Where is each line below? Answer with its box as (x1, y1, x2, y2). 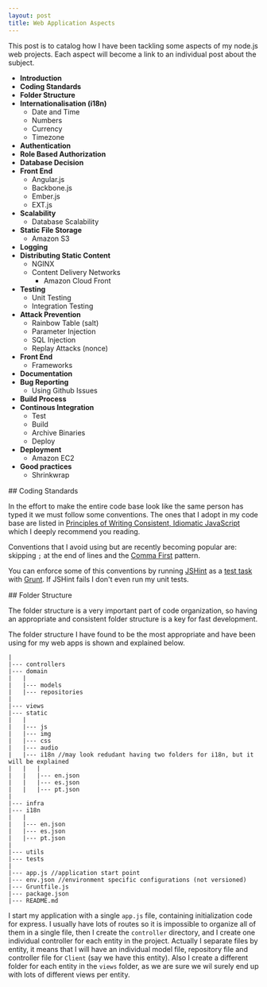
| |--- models (8, 681, 62, 689)
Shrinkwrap (31, 470, 70, 479)
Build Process (19, 394, 67, 404)
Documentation (19, 369, 73, 378)
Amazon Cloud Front (43, 276, 111, 285)
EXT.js (31, 199, 53, 209)
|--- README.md (8, 896, 59, 904)
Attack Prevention (19, 309, 81, 319)
